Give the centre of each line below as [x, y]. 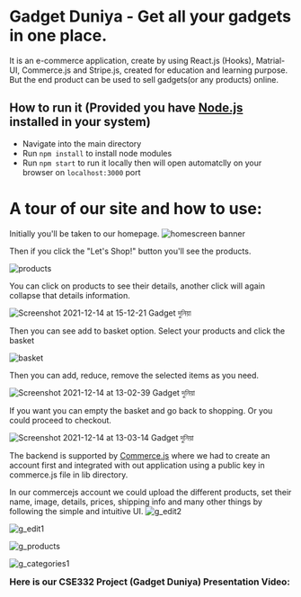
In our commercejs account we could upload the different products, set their [150, 492]
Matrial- [270, 60]
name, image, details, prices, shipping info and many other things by [136, 502]
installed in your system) [80, 122]
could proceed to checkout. [61, 420]
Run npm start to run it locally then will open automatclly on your [142, 163]
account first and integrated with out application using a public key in [137, 465]
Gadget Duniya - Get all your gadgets [150, 17]
